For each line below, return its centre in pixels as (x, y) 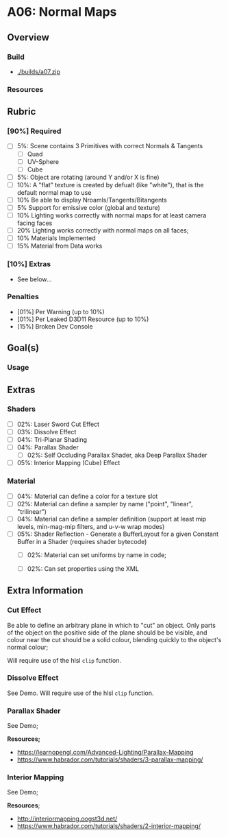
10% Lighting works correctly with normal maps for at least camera (112, 215)
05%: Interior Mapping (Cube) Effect (68, 463)
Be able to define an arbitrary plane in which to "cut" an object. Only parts (111, 625)
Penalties (23, 297)
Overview (28, 37)
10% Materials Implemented (56, 238)
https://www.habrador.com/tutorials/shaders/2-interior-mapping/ (109, 826)
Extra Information (45, 591)
